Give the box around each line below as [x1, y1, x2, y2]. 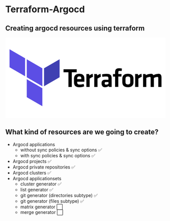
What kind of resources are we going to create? [5, 128, 159, 136]
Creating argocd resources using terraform [5, 24, 145, 33]
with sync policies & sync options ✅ [20, 152, 96, 158]
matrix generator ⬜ [20, 204, 63, 210]
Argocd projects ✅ [12, 158, 52, 164]
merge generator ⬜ [20, 209, 64, 215]
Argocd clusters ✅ [12, 170, 52, 176]
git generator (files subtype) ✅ [20, 198, 84, 204]
